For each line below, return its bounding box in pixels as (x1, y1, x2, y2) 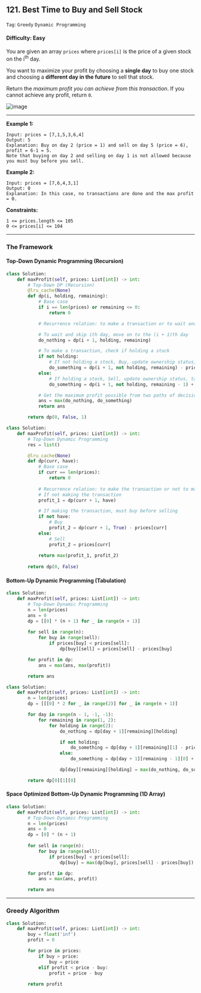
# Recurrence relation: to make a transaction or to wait (38, 320, 186, 326)
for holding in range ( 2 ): (48, 722, 114, 728)
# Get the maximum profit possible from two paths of (38, 392, 175, 398)
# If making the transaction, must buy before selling (38, 508, 178, 514)
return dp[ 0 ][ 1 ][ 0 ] (28, 777, 77, 784)
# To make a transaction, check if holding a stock (38, 348, 170, 354)
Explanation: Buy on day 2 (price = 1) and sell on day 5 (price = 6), (6, 142, 188, 148)
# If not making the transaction (38, 491, 121, 497)
